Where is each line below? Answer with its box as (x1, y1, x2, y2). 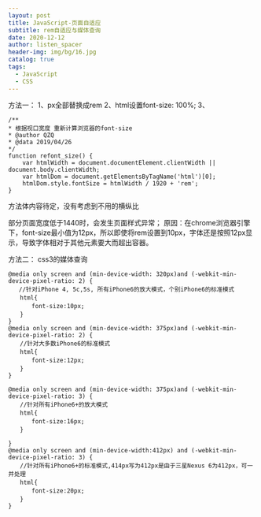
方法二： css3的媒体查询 (8, 254, 88, 264)
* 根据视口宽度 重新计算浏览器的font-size (8, 124, 133, 132)
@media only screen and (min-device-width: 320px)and (8, 270, 189, 278)
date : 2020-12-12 (8, 33, 65, 42)
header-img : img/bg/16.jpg (8, 48, 97, 56)
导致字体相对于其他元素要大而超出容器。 (21, 237, 153, 247)
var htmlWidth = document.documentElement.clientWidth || (22, 158, 216, 166)
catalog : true (8, 56, 55, 64)
